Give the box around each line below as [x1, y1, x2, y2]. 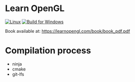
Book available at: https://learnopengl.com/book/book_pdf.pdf [5, 28, 130, 34]
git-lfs [12, 71, 24, 77]
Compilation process [5, 45, 91, 56]
